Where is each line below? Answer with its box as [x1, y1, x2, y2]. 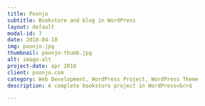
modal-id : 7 [7, 29, 42, 37]
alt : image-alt [7, 56, 52, 63]
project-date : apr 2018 [7, 62, 77, 69]
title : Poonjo [7, 10, 49, 18]
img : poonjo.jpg [7, 43, 55, 50]
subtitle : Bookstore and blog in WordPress [7, 17, 136, 24]
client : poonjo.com [7, 69, 64, 76]
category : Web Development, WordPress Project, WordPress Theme [7, 75, 199, 83]
